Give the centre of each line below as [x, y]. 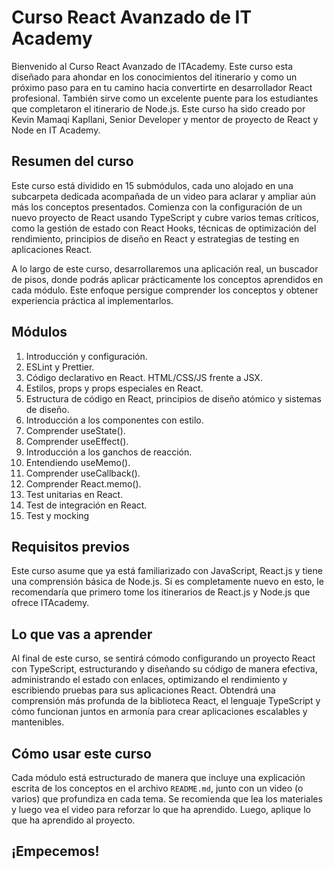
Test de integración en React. [86, 505]
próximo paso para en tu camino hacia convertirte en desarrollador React [162, 87]
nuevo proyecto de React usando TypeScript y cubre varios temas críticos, [165, 217]
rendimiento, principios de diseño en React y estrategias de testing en [155, 238]
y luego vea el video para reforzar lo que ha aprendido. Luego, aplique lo [161, 809]
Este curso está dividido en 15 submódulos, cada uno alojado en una [152, 185]
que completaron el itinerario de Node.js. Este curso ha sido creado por [158, 108]
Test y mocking [57, 515]
